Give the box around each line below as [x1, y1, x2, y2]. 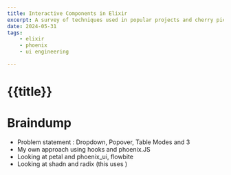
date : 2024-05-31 [7, 23, 57, 30]
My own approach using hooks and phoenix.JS [16, 145, 151, 153]
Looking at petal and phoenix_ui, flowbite [16, 152, 134, 161]
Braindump [7, 115, 72, 131]
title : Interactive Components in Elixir [7, 10, 128, 17]
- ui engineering [19, 49, 69, 56]
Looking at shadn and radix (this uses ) [16, 160, 128, 168]
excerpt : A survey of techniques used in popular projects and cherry [7, 16, 214, 23]
